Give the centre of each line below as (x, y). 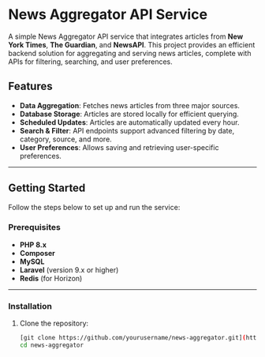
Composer (37, 253)
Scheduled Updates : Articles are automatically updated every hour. (129, 122)
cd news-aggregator (52, 345)
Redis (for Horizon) (51, 278)
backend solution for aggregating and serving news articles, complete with (130, 53)
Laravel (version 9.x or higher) (69, 269)
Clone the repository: (54, 323)
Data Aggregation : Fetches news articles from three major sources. (130, 105)
